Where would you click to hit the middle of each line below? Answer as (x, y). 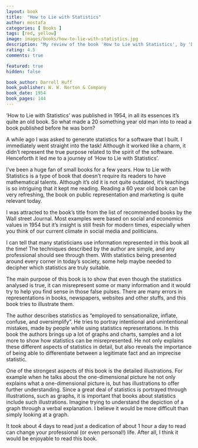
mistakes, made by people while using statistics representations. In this (93, 328)
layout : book (22, 11)
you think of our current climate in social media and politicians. (82, 231)
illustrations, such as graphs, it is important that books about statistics (91, 396)
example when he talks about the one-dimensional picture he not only (91, 377)
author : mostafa (26, 22)
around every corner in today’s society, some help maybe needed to (89, 261)
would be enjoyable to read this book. (52, 438)
